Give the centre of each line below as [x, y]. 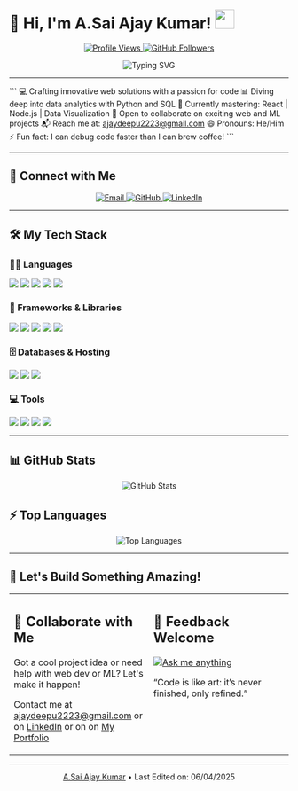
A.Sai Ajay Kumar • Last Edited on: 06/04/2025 [149, 777]
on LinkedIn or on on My [64, 727]
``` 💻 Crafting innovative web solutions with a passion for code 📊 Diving [142, 91]
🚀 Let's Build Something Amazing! [105, 577]
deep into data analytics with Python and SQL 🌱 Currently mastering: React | [149, 104]
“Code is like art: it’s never [208, 683]
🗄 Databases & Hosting [60, 352]
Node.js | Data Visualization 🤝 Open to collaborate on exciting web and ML [145, 113]
